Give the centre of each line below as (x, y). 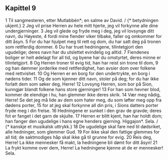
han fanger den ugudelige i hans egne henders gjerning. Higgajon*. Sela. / (82, 121)
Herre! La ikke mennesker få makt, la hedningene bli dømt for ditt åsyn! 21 (81, 142)
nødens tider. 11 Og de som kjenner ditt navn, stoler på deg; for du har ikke (82, 78)
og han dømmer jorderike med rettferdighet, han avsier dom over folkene (80, 68)
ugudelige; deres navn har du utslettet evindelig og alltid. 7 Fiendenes (77, 52)
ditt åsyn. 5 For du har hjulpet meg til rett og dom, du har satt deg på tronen (83, 41)
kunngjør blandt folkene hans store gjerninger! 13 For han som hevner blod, (83, 89)
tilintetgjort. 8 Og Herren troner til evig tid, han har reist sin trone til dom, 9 (82, 62)
